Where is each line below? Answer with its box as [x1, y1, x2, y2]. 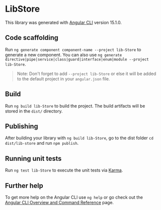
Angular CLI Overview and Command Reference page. [5, 200, 114, 205]
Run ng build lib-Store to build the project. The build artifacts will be [5, 103, 145, 109]
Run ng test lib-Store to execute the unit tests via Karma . [5, 167, 123, 173]
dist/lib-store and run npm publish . [5, 140, 79, 146]
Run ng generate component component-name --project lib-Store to [5, 46, 142, 52]
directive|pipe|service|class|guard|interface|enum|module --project [5, 57, 149, 62]
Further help [5, 181, 44, 190]
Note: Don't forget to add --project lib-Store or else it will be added [17, 71, 157, 76]
